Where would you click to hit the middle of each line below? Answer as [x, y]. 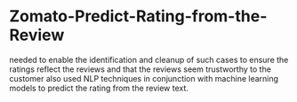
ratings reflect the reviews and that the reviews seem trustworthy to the [140, 69]
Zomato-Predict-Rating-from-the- [138, 16]
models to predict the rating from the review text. [99, 88]
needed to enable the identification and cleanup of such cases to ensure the [149, 59]
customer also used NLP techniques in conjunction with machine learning [144, 78]
